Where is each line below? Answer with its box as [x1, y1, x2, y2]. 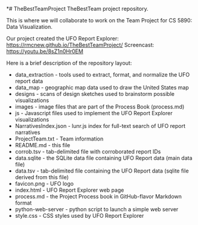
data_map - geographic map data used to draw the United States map [14, 84, 189, 91]
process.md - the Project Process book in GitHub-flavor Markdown [14, 193, 182, 200]
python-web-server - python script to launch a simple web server [14, 206, 179, 213]
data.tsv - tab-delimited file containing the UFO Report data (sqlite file [14, 167, 189, 174]
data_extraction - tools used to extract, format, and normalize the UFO [14, 71, 190, 78]
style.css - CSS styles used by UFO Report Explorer [14, 212, 144, 219]
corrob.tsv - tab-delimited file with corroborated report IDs [14, 148, 161, 155]
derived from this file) [14, 174, 69, 180]
